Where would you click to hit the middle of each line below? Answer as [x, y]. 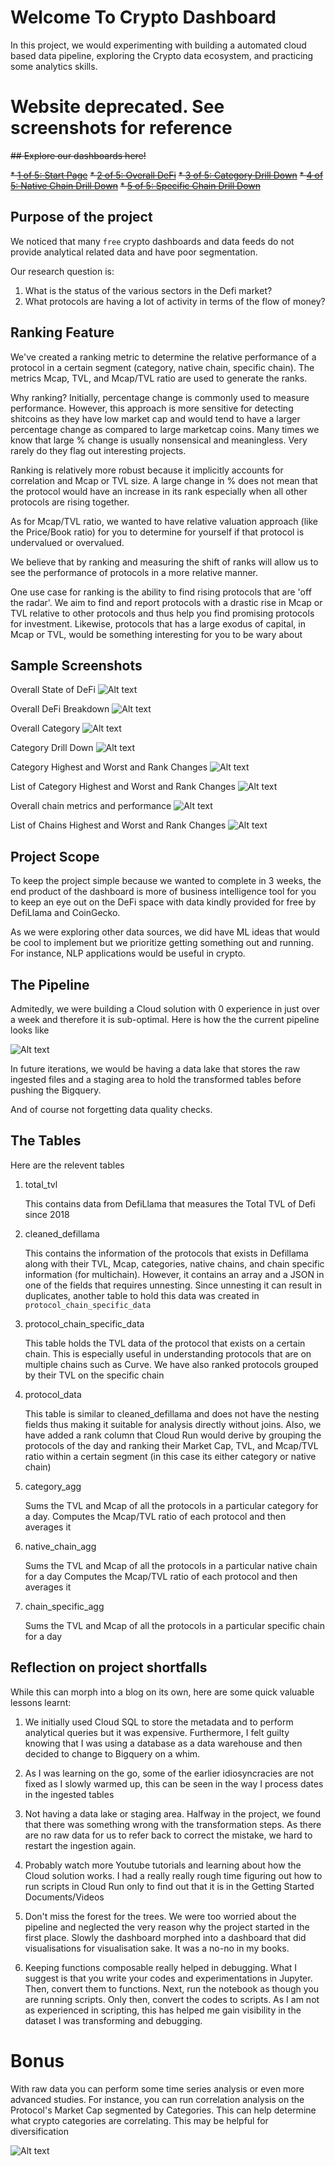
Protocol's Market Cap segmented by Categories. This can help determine [163, 2110]
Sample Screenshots [76, 665]
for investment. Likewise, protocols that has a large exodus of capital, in [158, 623]
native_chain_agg [60, 1546]
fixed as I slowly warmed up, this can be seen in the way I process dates [174, 1783]
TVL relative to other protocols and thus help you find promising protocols [162, 613]
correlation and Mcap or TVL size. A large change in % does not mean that [164, 480]
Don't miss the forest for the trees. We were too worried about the [160, 1916]
